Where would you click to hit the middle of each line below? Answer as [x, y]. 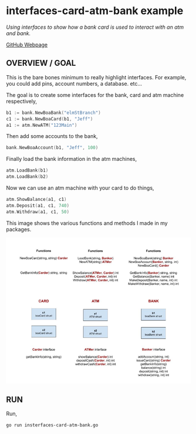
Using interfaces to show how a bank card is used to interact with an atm [95, 27]
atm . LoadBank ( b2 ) [27, 177]
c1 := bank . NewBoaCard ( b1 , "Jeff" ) [50, 119]
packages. [19, 229]
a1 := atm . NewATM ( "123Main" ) [42, 125]
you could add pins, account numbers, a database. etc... [74, 83]
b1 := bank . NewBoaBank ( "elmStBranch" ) [53, 113]
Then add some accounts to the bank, [52, 136]
